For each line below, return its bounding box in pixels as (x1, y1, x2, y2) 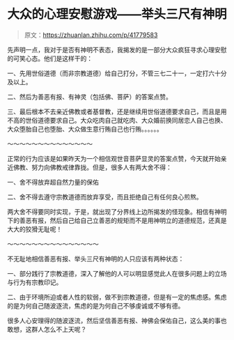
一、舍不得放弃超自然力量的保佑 (7, 178, 99, 186)
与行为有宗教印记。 (7, 278, 63, 286)
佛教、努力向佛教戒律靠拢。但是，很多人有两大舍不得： (13, 163, 172, 171)
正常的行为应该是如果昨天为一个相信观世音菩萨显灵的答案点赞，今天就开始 (7, 154, 221, 162)
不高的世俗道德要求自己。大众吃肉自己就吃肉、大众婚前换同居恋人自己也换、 (7, 116, 227, 124)
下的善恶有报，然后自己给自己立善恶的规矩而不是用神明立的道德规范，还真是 (7, 216, 227, 224)
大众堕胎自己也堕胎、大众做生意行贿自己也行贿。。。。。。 (7, 125, 163, 133)
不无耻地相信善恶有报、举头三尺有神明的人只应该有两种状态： (7, 254, 185, 263)
